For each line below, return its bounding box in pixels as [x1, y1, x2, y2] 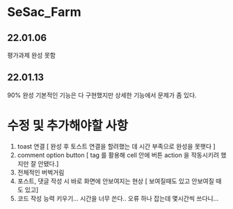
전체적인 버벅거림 [17, 168, 65, 176]
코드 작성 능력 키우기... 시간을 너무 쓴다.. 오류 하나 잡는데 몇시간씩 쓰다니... [17, 194, 219, 202]
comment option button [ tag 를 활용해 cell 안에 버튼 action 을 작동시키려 [17, 151, 220, 159]
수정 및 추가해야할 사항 [7, 118, 129, 133]
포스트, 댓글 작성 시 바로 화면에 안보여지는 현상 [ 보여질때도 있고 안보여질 [17, 176, 214, 185]
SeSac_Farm [7, 4, 81, 20]
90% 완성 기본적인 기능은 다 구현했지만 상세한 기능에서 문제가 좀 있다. [7, 91, 197, 99]
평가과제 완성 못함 [7, 51, 56, 59]
